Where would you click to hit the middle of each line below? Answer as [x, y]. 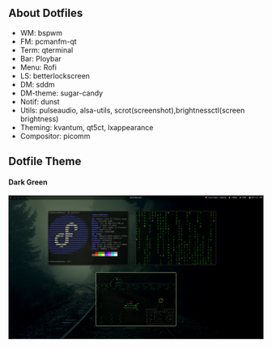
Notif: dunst [40, 101]
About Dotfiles [46, 13]
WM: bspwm [41, 32]
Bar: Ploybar [41, 58]
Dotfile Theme [45, 161]
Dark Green [28, 182]
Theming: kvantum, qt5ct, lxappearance [87, 127]
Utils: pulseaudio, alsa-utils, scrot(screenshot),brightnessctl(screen [132, 110]
